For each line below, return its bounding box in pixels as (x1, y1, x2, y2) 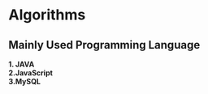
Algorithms (8, 6, 86, 24)
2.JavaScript (8, 68, 53, 78)
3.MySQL (8, 77, 41, 86)
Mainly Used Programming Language (8, 38, 201, 52)
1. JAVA (8, 59, 35, 69)
